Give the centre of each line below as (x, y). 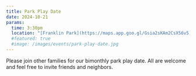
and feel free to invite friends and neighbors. (60, 67)
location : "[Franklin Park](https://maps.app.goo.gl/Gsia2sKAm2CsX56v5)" (103, 33)
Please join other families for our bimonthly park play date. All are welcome (96, 61)
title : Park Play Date (34, 11)
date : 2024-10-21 (27, 17)
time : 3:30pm (27, 28)
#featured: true (31, 39)
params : (15, 22)
